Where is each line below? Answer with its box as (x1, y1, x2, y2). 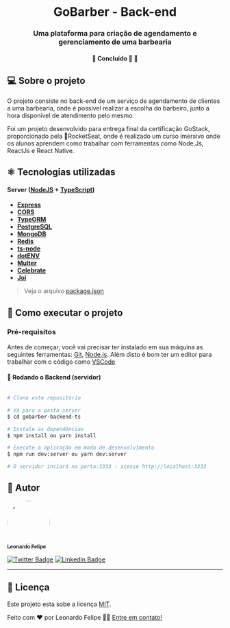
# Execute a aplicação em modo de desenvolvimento (7, 444, 155, 452)
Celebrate (16, 266, 47, 275)
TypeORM (16, 216, 47, 224)
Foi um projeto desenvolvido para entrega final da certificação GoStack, (7, 124, 210, 132)
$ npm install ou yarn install (7, 432, 97, 439)
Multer (16, 259, 37, 268)
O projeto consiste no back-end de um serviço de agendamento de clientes (7, 97, 220, 105)
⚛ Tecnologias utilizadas (7, 166, 116, 178)
